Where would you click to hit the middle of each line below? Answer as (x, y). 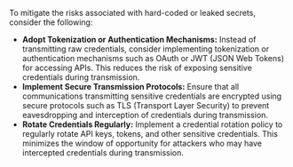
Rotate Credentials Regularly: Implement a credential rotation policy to (152, 124)
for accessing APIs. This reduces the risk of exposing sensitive (137, 68)
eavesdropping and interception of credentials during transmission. (145, 115)
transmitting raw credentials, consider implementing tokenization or (145, 49)
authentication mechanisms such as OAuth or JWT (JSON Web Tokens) (153, 58)
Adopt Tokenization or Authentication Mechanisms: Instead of (139, 40)
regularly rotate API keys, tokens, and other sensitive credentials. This (150, 134)
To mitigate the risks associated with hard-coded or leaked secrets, (132, 13)
